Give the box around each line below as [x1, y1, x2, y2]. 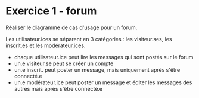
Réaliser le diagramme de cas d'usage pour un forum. [5, 24, 138, 31]
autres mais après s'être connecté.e [14, 85, 103, 92]
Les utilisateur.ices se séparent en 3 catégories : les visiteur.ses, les [5, 35, 172, 42]
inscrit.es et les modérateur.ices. [5, 42, 86, 49]
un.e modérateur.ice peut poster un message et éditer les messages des [14, 79, 192, 86]
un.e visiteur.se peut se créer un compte [14, 60, 114, 67]
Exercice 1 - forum [5, 4, 97, 18]
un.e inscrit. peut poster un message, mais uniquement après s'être [14, 66, 181, 73]
